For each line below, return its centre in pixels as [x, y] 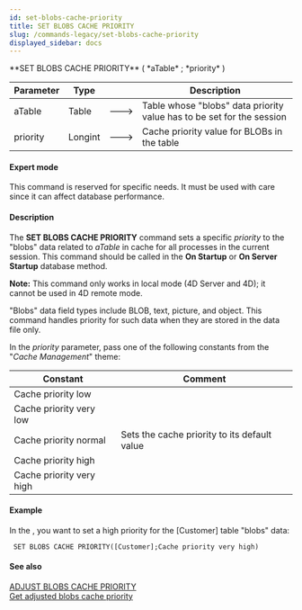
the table [161, 143]
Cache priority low [53, 394]
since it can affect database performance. [87, 197]
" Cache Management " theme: [65, 356]
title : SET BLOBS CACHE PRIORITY [72, 26]
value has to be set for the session [215, 117]
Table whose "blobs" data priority [213, 106]
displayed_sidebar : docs [56, 43]
